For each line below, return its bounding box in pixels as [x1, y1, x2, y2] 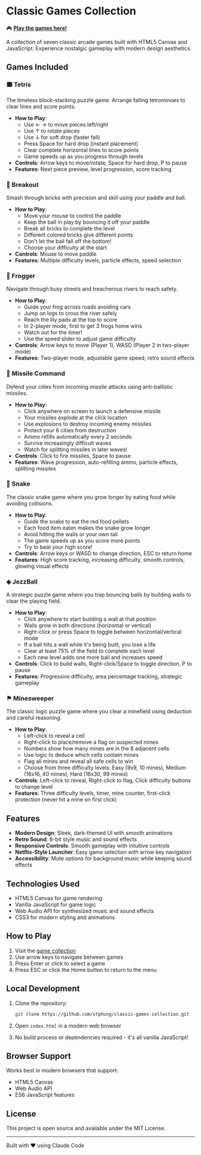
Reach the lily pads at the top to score [23, 316, 118, 324]
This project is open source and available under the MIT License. [6, 1124, 166, 1132]
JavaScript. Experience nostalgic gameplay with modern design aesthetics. [6, 44, 192, 52]
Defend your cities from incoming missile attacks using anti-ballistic [6, 383, 173, 390]
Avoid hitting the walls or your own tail [23, 530, 118, 538]
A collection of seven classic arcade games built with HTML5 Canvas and [6, 38, 187, 46]
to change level [14, 783, 53, 791]
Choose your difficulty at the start [23, 244, 107, 251]
